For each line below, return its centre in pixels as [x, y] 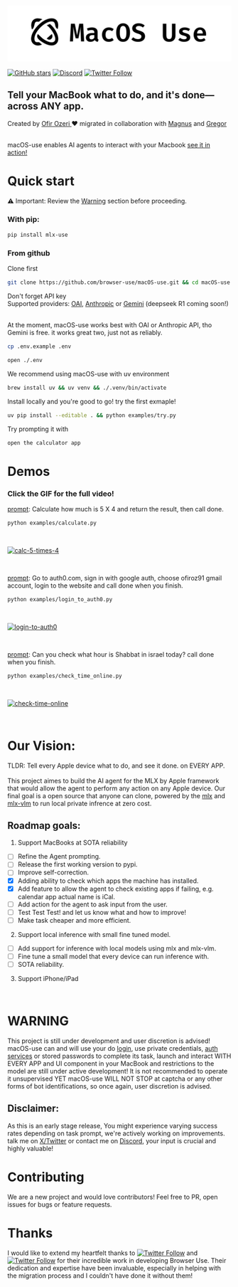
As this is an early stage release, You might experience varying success [113, 1126]
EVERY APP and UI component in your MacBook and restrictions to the [111, 1063]
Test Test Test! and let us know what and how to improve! [102, 912]
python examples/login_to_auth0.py [60, 599]
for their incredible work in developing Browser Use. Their [141, 1260]
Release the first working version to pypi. [77, 864]
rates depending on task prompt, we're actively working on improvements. [116, 1133]
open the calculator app [44, 443]
